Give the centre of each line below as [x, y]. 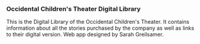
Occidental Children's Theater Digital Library [74, 9]
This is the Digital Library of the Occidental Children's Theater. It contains [98, 22]
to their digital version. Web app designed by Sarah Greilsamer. [85, 34]
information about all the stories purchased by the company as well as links [100, 28]
